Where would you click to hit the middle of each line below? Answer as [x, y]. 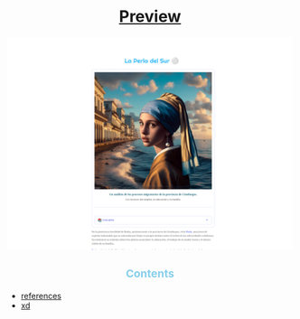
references [41, 296]
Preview [150, 17]
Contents [150, 273]
